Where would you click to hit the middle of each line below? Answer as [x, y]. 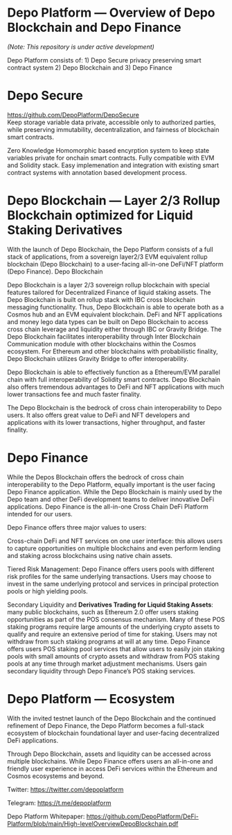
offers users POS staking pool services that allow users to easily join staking [116, 649]
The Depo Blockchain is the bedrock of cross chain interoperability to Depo [115, 407]
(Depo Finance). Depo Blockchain [55, 271]
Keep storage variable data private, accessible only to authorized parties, [111, 122]
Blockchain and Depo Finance [94, 27]
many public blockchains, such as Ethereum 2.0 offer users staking [103, 612]
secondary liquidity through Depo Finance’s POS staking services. [101, 670]
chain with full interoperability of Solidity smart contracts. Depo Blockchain [114, 379]
